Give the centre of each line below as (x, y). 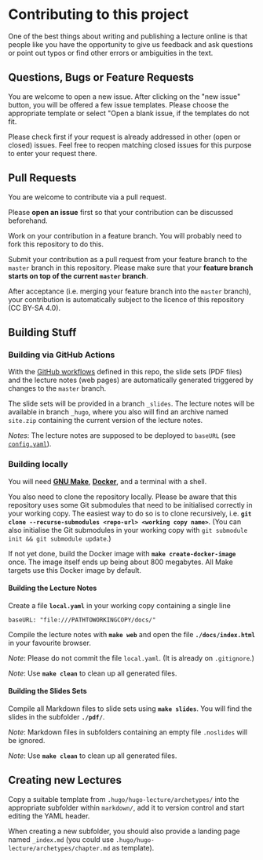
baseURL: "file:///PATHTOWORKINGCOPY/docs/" (82, 620)
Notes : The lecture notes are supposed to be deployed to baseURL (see (122, 435)
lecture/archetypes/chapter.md (59, 848)
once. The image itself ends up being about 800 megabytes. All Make (121, 562)
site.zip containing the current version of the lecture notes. (106, 421)
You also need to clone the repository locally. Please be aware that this (122, 497)
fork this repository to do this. (56, 244)
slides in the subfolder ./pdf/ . (57, 716)
